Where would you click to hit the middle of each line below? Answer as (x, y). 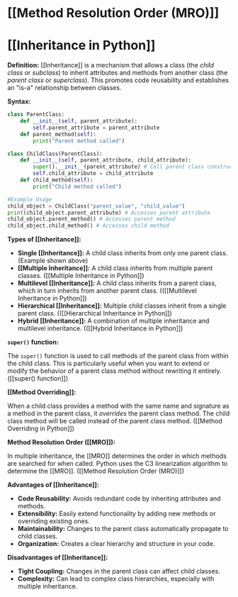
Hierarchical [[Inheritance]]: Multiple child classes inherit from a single (122, 306)
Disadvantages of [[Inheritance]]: (58, 557)
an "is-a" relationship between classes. (64, 88)
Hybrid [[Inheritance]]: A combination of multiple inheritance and (113, 321)
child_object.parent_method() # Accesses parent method (91, 219)
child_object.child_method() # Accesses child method (89, 226)
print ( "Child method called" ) (77, 186)
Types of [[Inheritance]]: (44, 240)
